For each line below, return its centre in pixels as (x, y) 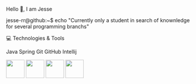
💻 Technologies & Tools (35, 38)
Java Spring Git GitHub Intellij (42, 52)
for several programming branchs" (48, 27)
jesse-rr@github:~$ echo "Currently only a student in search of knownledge (98, 20)
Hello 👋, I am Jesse (29, 9)
